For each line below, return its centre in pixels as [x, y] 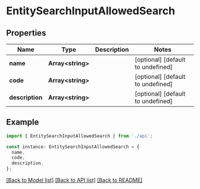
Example [23, 122]
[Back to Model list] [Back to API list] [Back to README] [74, 180]
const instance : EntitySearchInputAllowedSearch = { [73, 147]
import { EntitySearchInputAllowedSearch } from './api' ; [79, 136]
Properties [26, 33]
